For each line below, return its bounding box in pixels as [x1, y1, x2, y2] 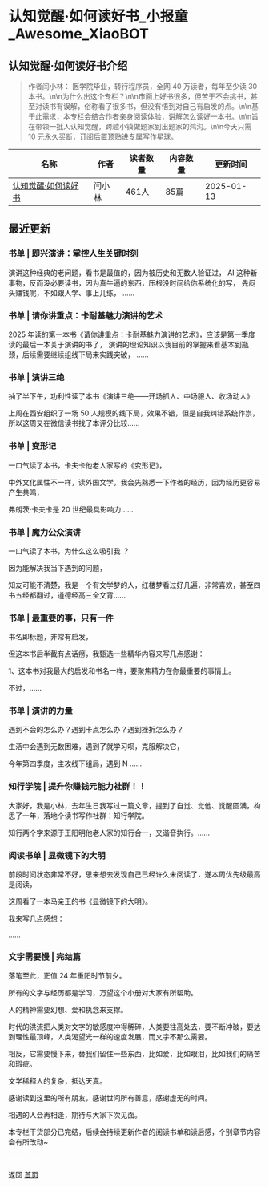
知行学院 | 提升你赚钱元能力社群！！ [8, 781, 147, 792]
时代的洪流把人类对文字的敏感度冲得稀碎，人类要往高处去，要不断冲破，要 [8, 1022, 254, 1031]
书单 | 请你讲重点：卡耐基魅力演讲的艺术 [8, 310, 163, 321]
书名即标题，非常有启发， [8, 632, 93, 642]
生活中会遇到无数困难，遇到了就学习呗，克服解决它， [8, 742, 184, 751]
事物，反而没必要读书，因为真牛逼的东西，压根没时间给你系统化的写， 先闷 [8, 278, 256, 287]
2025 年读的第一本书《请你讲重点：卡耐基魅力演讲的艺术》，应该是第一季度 [8, 330, 256, 339]
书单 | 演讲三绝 [8, 371, 65, 383]
